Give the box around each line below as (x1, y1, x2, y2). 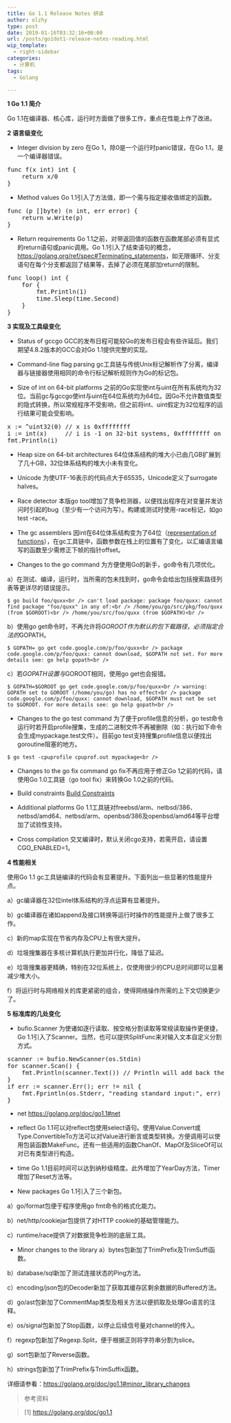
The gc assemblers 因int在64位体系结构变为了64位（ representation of (16, 529, 217, 537)
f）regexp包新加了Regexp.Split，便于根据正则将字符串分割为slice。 (7, 1336, 198, 1345)
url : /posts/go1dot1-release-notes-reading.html (7, 36, 149, 43)
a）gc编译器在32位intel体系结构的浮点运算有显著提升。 (7, 896, 164, 904)
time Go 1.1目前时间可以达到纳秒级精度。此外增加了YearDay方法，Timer (16, 1164, 220, 1173)
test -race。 (16, 514, 52, 523)
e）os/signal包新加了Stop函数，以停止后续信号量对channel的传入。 (7, 1321, 199, 1329)
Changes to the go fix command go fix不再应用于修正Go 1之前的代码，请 (16, 767, 223, 775)
